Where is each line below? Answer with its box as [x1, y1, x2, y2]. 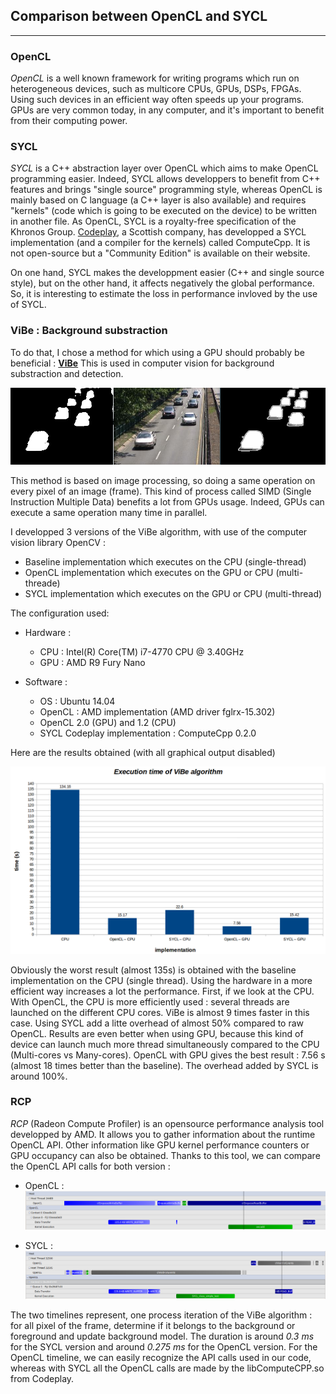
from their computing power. [10, 115, 128, 127]
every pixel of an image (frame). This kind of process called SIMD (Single [10, 485, 312, 498]
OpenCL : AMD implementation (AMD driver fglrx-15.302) [39, 706, 276, 718]
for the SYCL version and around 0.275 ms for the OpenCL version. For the [10, 1341, 318, 1353]
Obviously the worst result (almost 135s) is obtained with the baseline [10, 964, 297, 976]
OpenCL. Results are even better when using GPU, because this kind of [10, 1027, 304, 1039]
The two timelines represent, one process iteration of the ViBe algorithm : [10, 1309, 313, 1321]
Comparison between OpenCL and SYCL [10, 8, 268, 25]
